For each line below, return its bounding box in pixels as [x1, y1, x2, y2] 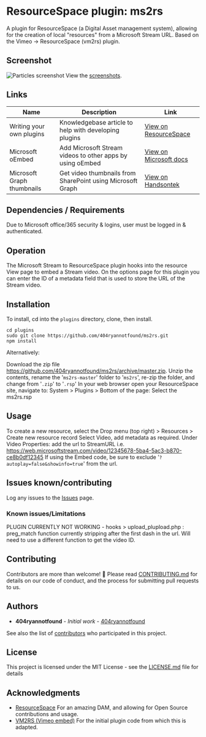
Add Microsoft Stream [59, 143, 123, 152]
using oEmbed [59, 158, 101, 167]
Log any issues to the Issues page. [6, 494, 94, 501]
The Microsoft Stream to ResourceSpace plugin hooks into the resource [6, 262, 188, 269]
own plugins [9, 129, 45, 138]
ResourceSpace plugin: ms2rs [6, 4, 164, 18]
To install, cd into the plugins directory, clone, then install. [6, 315, 153, 323]
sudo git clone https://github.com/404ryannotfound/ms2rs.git [6, 333, 169, 339]
